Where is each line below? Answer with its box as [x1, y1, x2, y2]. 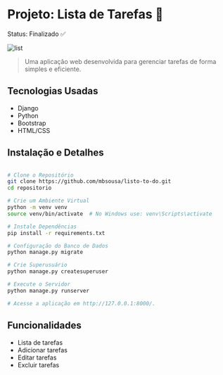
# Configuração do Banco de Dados [7, 242, 109, 249]
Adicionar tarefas [17, 345, 68, 354]
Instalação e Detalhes [7, 147, 104, 159]
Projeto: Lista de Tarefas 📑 [7, 6, 164, 23]
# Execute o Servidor [7, 281, 71, 288]
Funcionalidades [7, 319, 82, 331]
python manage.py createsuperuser [7, 268, 109, 275]
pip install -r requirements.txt [7, 229, 106, 236]
